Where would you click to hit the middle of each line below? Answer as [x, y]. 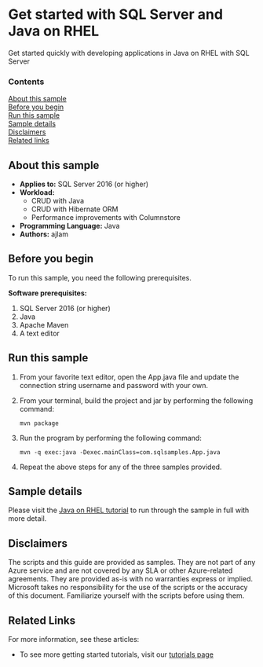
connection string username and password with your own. [114, 385]
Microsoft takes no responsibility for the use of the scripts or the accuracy [128, 588]
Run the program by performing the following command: [110, 438]
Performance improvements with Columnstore [106, 218]
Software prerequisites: [48, 293]
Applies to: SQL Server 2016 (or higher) [84, 184]
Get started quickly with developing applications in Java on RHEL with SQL [129, 53]
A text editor [40, 333]
